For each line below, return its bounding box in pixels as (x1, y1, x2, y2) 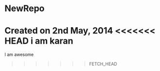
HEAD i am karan (4, 35, 73, 47)
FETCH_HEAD (89, 61, 117, 67)
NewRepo (4, 3, 45, 14)
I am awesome (4, 52, 34, 57)
